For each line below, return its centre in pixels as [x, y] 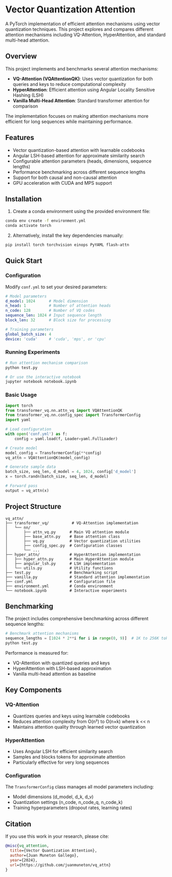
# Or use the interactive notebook [43, 377]
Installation [24, 199]
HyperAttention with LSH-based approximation [62, 669]
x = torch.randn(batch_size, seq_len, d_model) [57, 477]
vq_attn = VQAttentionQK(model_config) [48, 458]
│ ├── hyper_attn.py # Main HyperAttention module [70, 559]
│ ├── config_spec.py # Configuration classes [64, 546]
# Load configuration [28, 429]
